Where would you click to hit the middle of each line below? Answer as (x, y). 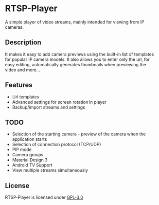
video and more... (23, 70)
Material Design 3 (30, 160)
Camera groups (28, 155)
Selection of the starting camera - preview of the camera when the (79, 134)
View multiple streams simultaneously (50, 170)
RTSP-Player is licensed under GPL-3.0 (44, 197)
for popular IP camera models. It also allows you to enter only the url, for (77, 59)
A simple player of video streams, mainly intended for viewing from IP (75, 22)
